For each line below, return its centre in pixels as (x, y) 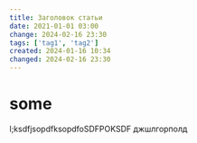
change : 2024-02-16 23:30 (58, 34)
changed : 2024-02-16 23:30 (60, 59)
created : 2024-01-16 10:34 (60, 51)
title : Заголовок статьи (56, 18)
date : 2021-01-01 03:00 (54, 26)
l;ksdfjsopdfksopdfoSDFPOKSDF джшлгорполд (98, 129)
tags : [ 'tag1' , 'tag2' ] (54, 43)
